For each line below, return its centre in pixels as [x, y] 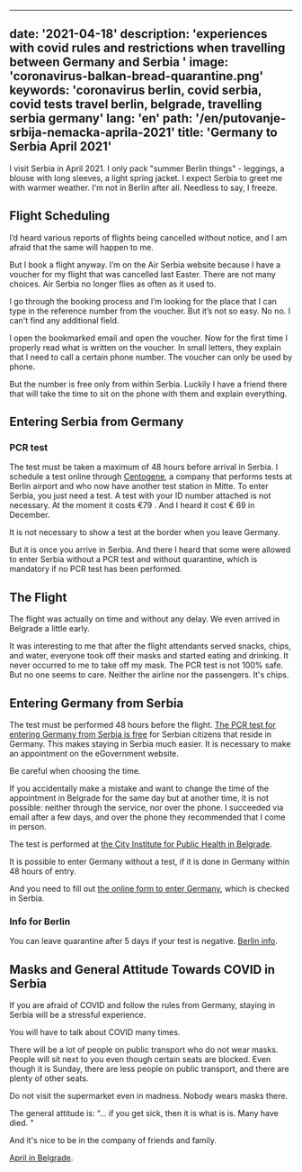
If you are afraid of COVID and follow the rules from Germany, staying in [142, 1005]
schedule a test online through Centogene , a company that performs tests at [151, 477]
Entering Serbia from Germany [97, 422]
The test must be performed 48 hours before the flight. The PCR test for [142, 724]
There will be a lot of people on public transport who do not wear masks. [144, 1049]
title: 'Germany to [228, 133]
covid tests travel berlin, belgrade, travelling [136, 104]
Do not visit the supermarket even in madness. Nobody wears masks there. [149, 1096]
